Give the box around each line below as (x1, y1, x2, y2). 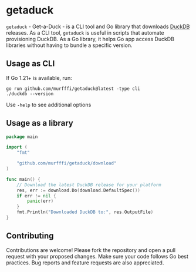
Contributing (6, 231, 54, 241)
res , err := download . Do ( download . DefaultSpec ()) (16, 187, 141, 193)
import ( (6, 145, 28, 150)
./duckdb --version (6, 90, 54, 97)
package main (6, 133, 38, 140)
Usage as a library (6, 118, 73, 128)
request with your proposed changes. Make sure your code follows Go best (6, 253, 189, 260)
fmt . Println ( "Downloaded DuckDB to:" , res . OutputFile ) (16, 209, 154, 215)
